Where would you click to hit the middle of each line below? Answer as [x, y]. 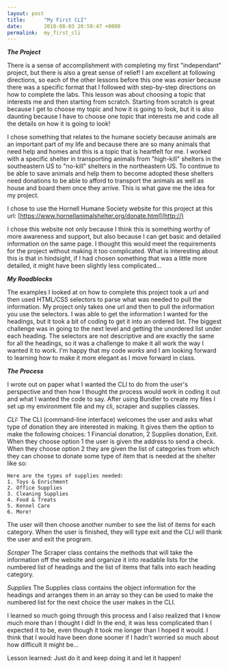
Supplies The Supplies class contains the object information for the [102, 588]
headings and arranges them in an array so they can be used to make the [110, 595]
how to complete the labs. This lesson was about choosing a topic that [106, 95]
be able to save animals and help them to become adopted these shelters [110, 174]
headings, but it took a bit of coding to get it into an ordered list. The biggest [114, 321]
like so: [17, 463]
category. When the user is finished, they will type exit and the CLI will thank [114, 532]
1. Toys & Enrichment [38, 482]
